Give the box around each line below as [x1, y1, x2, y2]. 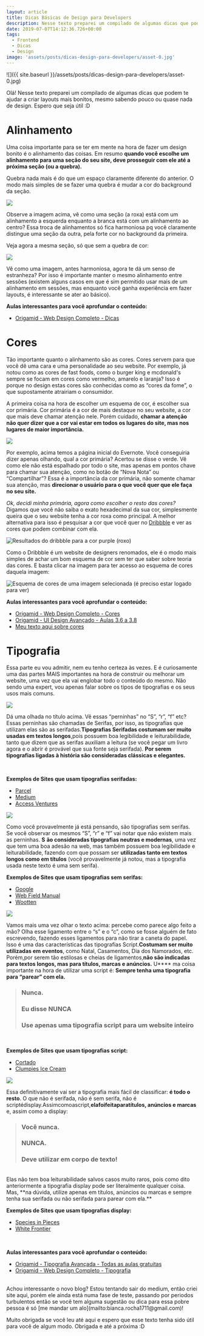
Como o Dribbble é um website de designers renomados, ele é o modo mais [6, 548, 197, 556]
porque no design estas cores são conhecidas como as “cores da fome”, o [6, 381, 192, 389]
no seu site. [6, 487, 36, 495]
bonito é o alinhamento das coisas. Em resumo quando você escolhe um [6, 150, 189, 157]
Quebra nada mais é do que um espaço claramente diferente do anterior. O [6, 174, 194, 182]
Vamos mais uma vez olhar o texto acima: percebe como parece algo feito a [6, 921, 196, 929]
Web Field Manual [15, 892, 61, 900]
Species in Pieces [15, 1218, 60, 1225]
